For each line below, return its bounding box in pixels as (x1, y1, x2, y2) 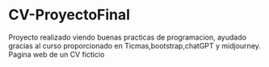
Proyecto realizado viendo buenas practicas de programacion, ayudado (8, 32, 246, 42)
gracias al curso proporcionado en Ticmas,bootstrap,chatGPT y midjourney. (8, 40, 261, 50)
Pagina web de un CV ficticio (8, 49, 105, 59)
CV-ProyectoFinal (8, 6, 131, 24)
